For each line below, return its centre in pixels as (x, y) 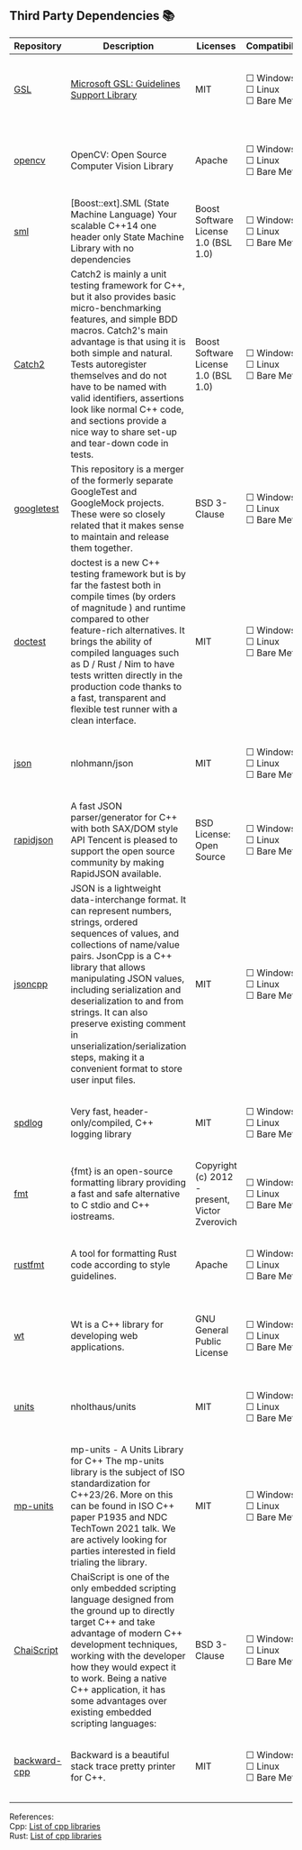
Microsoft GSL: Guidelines (125, 83)
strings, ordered (104, 921)
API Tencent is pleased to (124, 839)
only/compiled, (102, 1122)
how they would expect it (124, 1667)
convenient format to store (126, 1068)
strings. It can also (109, 1012)
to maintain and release (120, 536)
